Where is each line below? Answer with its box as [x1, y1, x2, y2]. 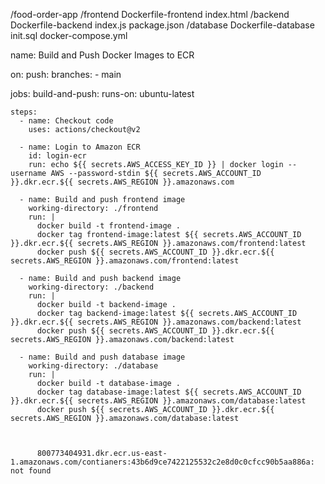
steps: [10, 107, 38, 117]
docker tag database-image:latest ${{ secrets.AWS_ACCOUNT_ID [36, 387, 302, 397]
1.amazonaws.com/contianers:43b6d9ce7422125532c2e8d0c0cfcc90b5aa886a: [10, 457, 315, 467]
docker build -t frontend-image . [36, 221, 182, 231]
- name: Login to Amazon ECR [19, 142, 141, 152]
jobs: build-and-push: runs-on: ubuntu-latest [10, 88, 195, 99]
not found [10, 466, 52, 476]
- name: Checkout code [19, 116, 114, 126]
